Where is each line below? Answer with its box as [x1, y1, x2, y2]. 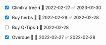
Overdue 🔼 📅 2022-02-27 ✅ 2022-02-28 [11, 35, 96, 41]
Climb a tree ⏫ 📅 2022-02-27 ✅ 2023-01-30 [11, 5, 101, 10]
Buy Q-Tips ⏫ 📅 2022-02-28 [11, 25, 69, 31]
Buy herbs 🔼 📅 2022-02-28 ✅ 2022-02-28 [11, 15, 99, 21]
